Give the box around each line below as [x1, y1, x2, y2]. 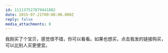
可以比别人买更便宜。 [5, 42, 50, 48]
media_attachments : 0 [5, 21, 51, 27]
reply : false [5, 17, 33, 22]
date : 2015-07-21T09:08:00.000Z [5, 12, 74, 17]
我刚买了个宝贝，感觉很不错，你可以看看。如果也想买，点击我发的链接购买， [5, 36, 166, 42]
